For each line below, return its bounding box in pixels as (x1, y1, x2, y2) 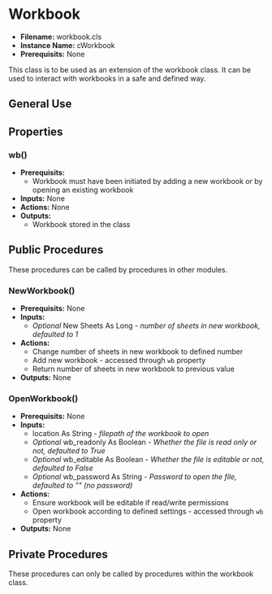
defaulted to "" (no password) (32, 481, 133, 491)
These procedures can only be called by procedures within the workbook (8, 569, 254, 579)
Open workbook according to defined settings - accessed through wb (32, 506, 264, 517)
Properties (8, 124, 63, 138)
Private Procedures (8, 547, 108, 561)
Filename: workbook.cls (19, 32, 102, 41)
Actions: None (19, 203, 71, 212)
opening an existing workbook (32, 185, 134, 195)
